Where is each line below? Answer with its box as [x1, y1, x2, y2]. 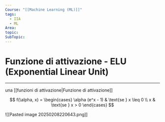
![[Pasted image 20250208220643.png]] [5, 111, 88, 117]
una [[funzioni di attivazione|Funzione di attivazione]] [5, 87, 113, 93]
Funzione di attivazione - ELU [5, 56, 127, 67]
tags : [5, 12, 16, 17]
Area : [5, 26, 16, 30]
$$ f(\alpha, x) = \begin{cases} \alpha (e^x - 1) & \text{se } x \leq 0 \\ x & [9, 96, 156, 102]
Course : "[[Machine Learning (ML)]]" [5, 7, 82, 12]
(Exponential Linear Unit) [5, 66, 109, 78]
